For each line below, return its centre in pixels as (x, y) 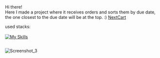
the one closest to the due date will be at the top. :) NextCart (66, 17)
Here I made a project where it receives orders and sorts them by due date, (80, 12)
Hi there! (14, 7)
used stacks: (18, 27)
